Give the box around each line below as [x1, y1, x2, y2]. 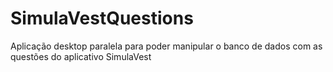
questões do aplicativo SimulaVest [10, 50, 152, 62]
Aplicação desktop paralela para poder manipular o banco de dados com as [10, 40, 323, 52]
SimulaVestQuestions [10, 7, 194, 30]
